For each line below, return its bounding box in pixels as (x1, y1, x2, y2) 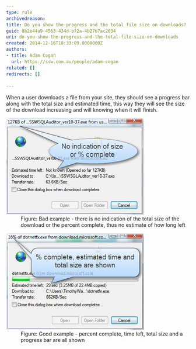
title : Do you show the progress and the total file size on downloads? (6, 22, 187, 27)
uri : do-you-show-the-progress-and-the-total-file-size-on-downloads (6, 34, 179, 40)
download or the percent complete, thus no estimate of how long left (20, 222, 185, 229)
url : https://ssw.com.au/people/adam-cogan (11, 58, 118, 64)
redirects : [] (6, 71, 41, 77)
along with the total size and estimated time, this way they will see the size (6, 100, 185, 108)
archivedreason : (6, 15, 45, 22)
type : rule (6, 9, 33, 15)
